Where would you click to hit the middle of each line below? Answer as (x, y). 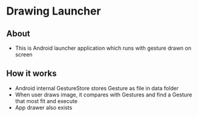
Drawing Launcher (54, 11)
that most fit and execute (46, 101)
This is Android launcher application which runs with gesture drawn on (103, 48)
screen (24, 55)
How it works (31, 74)
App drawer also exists (44, 107)
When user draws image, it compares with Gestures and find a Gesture (104, 95)
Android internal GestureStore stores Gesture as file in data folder (97, 88)
